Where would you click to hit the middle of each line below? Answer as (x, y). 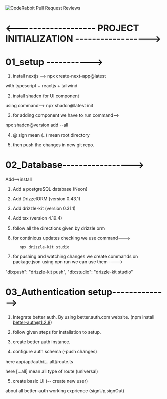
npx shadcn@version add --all (37, 125)
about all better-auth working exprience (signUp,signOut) (65, 391)
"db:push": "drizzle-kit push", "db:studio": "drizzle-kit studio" (69, 272)
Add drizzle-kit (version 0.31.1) (44, 209)
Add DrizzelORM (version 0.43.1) (47, 199)
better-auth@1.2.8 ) (32, 322)
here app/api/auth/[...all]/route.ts (39, 361)
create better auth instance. (41, 342)
